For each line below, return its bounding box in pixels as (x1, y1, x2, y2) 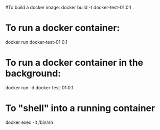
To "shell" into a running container (5, 102, 155, 114)
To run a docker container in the (5, 57, 144, 68)
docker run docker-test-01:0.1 (5, 39, 67, 45)
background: (5, 68, 61, 80)
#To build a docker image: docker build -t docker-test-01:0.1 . (5, 5, 134, 10)
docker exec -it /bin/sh (5, 119, 54, 125)
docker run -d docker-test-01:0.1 (5, 84, 74, 91)
